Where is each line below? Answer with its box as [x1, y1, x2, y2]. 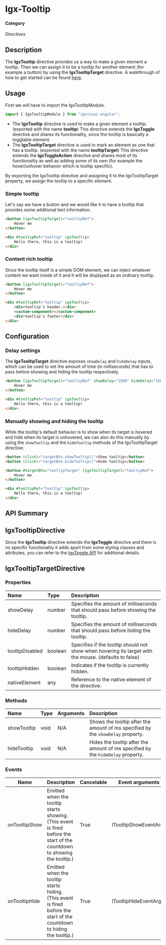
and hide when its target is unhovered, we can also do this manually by [5, 434, 150, 440]
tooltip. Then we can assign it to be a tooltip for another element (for [5, 64, 144, 70]
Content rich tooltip [5, 256, 53, 263]
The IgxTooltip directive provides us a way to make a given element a [5, 59, 147, 65]
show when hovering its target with [71, 647, 153, 654]
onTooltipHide [7, 898, 41, 905]
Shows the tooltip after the [89, 719, 151, 726]
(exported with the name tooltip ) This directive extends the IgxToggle [12, 126, 155, 132]
